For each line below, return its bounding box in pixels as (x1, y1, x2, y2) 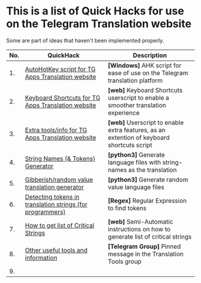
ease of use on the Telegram (108, 68, 188, 77)
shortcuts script (108, 141, 153, 149)
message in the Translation (108, 249, 184, 258)
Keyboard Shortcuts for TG (25, 93, 100, 102)
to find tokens (108, 204, 147, 212)
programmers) (25, 207, 66, 216)
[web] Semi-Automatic (108, 218, 173, 226)
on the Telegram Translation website (6, 17, 191, 31)
